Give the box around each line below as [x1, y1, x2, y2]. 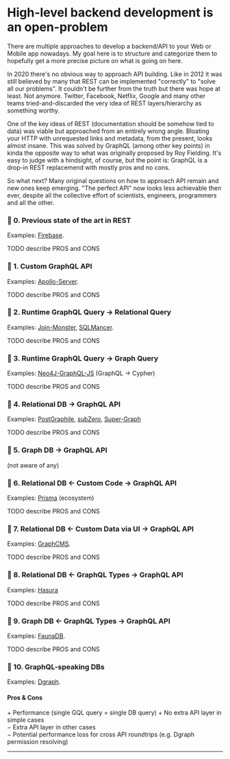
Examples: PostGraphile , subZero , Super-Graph [7, 415, 142, 423]
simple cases [7, 716, 44, 724]
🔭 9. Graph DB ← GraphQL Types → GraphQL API [7, 616, 170, 625]
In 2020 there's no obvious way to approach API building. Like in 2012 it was [7, 70, 222, 78]
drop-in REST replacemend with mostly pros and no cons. [7, 163, 170, 171]
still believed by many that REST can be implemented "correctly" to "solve [7, 77, 216, 85]
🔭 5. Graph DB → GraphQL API [7, 446, 107, 455]
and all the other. [7, 198, 55, 206]
